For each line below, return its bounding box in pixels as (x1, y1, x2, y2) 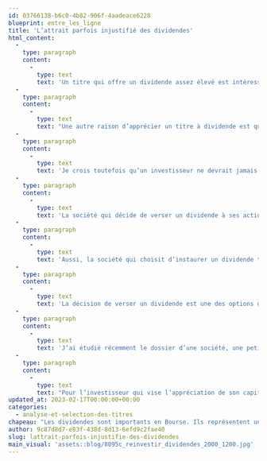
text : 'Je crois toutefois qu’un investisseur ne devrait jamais (37, 167, 258, 175)
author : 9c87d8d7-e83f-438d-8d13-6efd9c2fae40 (8, 425, 165, 433)
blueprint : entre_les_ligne (8, 19, 102, 27)
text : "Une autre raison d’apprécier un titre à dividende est (37, 122, 250, 130)
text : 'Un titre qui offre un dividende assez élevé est (37, 78, 229, 86)
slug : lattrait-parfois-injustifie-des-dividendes (8, 432, 180, 441)
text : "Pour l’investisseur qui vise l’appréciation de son (37, 389, 240, 397)
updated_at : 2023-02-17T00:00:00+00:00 (8, 396, 141, 404)
